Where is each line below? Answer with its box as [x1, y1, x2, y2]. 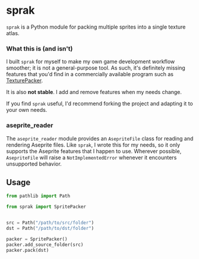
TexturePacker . [6, 77, 43, 84]
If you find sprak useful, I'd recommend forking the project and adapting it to [6, 100, 193, 107]
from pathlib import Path [6, 193, 70, 199]
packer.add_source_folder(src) [6, 242, 84, 248]
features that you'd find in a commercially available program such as [6, 71, 174, 78]
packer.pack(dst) [6, 247, 49, 253]
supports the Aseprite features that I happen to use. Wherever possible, [6, 147, 182, 155]
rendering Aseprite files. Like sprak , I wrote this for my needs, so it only [6, 141, 181, 148]
